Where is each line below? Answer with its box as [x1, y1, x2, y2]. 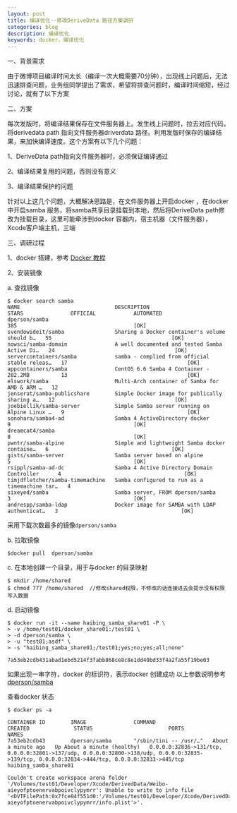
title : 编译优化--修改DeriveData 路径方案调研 [7, 17, 134, 24]
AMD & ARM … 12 [7, 384, 59, 392]
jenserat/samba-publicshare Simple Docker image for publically [7, 390, 222, 397]
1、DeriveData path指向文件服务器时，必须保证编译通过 [7, 152, 169, 161]
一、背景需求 [7, 57, 44, 66]
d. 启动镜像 [7, 606, 40, 614]
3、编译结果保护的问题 [7, 182, 73, 191]
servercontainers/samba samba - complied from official [7, 354, 210, 361]
